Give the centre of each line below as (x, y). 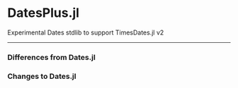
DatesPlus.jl (44, 13)
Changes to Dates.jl (42, 76)
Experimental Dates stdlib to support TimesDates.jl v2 (86, 32)
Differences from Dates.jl (51, 57)
